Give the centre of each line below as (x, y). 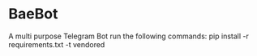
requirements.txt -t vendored (57, 44)
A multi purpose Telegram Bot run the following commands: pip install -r (128, 36)
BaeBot (33, 14)
